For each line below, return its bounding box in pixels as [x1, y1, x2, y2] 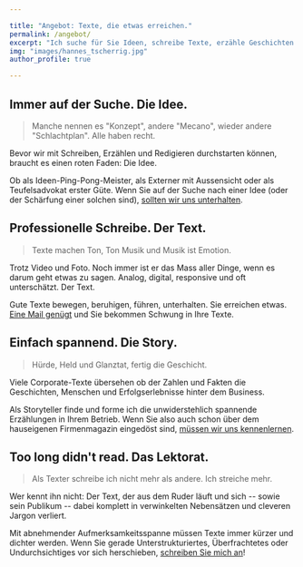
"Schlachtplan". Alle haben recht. [31, 130, 156, 141]
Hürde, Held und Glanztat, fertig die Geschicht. [31, 359, 208, 370]
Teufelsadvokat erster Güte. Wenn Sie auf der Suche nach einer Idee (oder [9, 184, 288, 195]
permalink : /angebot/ [9, 29, 92, 39]
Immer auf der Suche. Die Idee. [9, 96, 188, 112]
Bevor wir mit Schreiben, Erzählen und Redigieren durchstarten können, [9, 147, 278, 159]
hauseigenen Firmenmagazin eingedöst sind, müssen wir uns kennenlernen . [9, 423, 295, 434]
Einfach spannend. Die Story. [9, 335, 178, 350]
